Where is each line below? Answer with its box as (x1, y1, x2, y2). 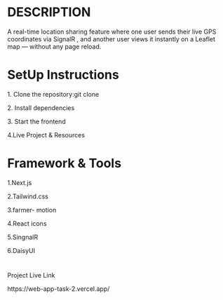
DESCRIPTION (7, 4, 91, 20)
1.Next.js (7, 178, 32, 186)
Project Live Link (7, 271, 55, 279)
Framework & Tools (7, 156, 121, 172)
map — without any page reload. (7, 42, 102, 50)
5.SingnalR (7, 233, 39, 241)
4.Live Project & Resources (7, 130, 86, 139)
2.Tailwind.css (7, 192, 49, 200)
